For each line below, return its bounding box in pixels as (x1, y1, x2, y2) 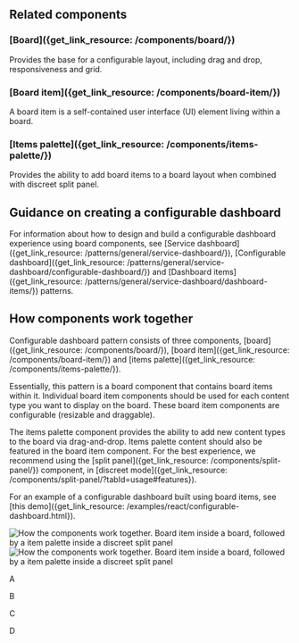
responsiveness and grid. (9, 63, 103, 74)
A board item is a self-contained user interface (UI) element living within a (9, 106, 281, 117)
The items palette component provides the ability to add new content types (9, 426, 286, 437)
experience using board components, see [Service (9, 238, 195, 249)
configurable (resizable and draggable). (9, 409, 155, 420)
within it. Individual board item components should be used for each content (9, 390, 290, 401)
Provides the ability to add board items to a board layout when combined (9, 170, 277, 180)
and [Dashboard (152, 267, 212, 278)
